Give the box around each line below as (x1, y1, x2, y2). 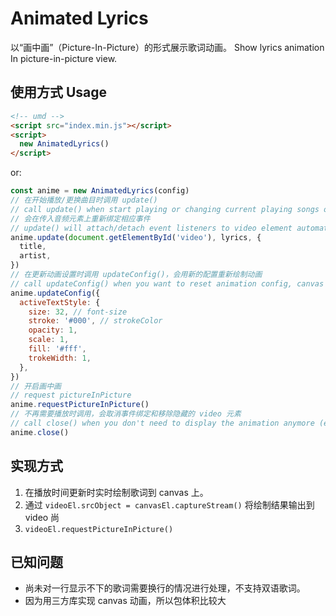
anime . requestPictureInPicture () (10, 400, 150, 410)
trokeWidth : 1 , (28, 353, 92, 363)
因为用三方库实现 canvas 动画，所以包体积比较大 (24, 595, 227, 607)
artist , (19, 251, 52, 261)
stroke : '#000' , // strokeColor (28, 316, 163, 326)
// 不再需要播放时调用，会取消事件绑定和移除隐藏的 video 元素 (10, 409, 242, 419)
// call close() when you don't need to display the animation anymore (10, 418, 315, 428)
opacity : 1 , (28, 325, 78, 336)
